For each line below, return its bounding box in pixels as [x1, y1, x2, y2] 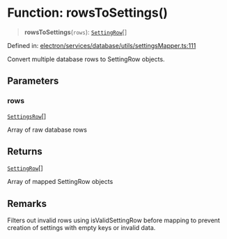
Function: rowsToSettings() [7, 5, 169, 21]
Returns [7, 146, 43, 157]
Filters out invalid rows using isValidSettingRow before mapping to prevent [7, 216, 221, 224]
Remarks [7, 197, 47, 210]
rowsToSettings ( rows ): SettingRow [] [24, 28, 127, 36]
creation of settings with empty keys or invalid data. [7, 224, 156, 232]
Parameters [7, 75, 59, 87]
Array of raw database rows [7, 125, 87, 134]
